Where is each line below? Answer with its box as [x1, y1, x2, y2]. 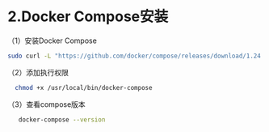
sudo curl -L [7, 52, 52, 60]
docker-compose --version [18, 115, 106, 124]
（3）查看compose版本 [7, 99, 86, 109]
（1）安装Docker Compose [7, 36, 98, 45]
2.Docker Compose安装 [7, 7, 169, 26]
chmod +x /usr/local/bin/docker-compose [15, 83, 153, 92]
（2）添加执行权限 [7, 67, 69, 77]
